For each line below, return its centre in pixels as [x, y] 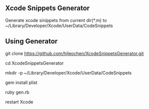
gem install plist [21, 82]
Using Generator [31, 41]
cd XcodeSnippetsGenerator [34, 63]
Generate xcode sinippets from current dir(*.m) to [56, 20]
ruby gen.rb [17, 92]
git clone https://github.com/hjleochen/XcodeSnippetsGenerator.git [74, 53]
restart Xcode [19, 101]
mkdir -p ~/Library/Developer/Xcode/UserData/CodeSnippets [68, 72]
